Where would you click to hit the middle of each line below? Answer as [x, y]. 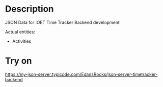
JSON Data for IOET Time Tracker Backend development [62, 22]
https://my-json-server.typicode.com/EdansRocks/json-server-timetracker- [81, 74]
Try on [19, 61]
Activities [22, 41]
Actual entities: [20, 32]
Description [29, 9]
